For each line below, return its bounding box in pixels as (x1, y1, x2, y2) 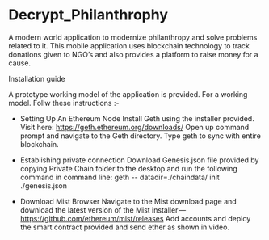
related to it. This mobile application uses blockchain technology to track (8, 40, 250, 50)
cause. (8, 58, 31, 68)
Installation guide (8, 74, 66, 83)
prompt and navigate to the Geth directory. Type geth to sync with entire (19, 131, 261, 141)
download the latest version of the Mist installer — (19, 204, 187, 215)
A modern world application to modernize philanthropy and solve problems (8, 32, 258, 42)
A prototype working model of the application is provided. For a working (8, 89, 248, 99)
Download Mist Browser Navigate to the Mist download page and (19, 196, 237, 206)
